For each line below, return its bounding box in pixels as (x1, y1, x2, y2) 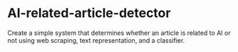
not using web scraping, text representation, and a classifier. (7, 36, 185, 44)
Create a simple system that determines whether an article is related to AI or (7, 28, 231, 37)
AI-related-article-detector (7, 5, 171, 21)
